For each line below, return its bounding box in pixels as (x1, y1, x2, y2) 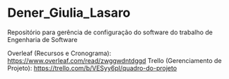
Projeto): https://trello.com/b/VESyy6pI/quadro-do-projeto (7, 64, 177, 72)
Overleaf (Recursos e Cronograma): (7, 49, 112, 57)
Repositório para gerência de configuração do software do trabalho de (7, 28, 213, 36)
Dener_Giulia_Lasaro (7, 5, 131, 21)
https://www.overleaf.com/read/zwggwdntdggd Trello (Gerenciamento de (7, 56, 222, 64)
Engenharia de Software (7, 35, 78, 43)
